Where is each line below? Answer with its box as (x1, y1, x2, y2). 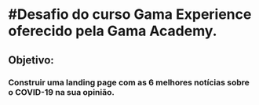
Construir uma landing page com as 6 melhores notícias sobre (8, 77, 250, 88)
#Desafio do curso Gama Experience (8, 5, 252, 24)
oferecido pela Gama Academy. (8, 22, 217, 40)
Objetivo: (8, 53, 55, 67)
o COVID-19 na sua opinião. (8, 86, 115, 97)
